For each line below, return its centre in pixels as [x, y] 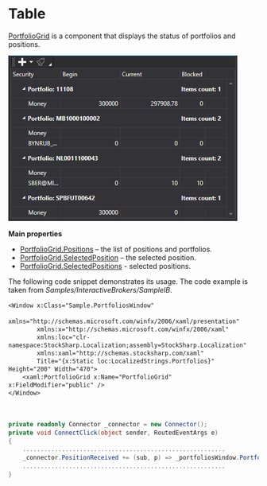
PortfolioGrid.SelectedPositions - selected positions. [105, 266]
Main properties [35, 233]
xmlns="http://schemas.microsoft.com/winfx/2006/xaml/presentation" [124, 321]
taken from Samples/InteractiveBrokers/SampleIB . [90, 290]
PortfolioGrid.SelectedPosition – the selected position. [108, 257]
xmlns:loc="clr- [64, 337]
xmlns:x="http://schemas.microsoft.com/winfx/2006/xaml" [133, 329]
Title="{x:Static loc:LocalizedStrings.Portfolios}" [126, 361]
